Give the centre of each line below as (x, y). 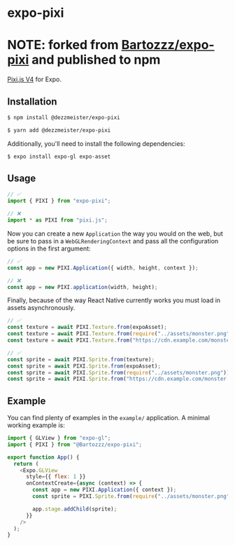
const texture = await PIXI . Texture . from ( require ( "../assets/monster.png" (119, 334)
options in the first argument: (49, 248)
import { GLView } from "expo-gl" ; (59, 438)
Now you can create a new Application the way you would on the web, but (115, 234)
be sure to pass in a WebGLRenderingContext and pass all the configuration (113, 241)
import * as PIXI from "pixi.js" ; (58, 220)
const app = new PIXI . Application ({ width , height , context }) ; (103, 268)
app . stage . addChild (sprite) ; (75, 509)
